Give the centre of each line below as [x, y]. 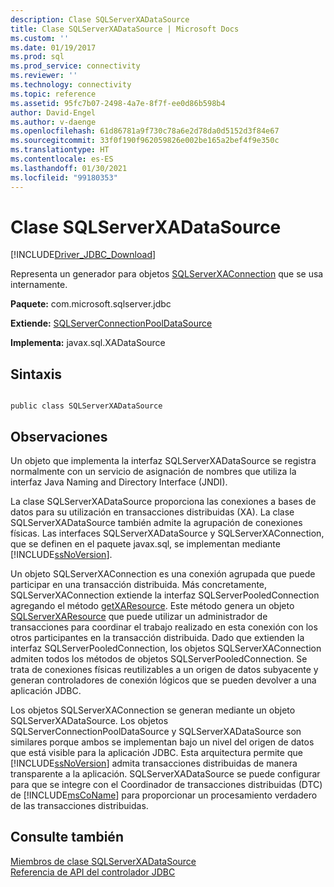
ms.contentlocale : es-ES [62, 159]
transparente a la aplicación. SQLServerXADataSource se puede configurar [165, 774]
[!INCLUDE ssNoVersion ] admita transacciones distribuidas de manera [154, 763]
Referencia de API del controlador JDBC [93, 872]
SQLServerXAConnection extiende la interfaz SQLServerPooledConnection [165, 595]
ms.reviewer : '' [44, 76]
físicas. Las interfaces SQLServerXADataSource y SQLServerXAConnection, [167, 533]
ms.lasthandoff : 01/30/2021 [69, 168]
